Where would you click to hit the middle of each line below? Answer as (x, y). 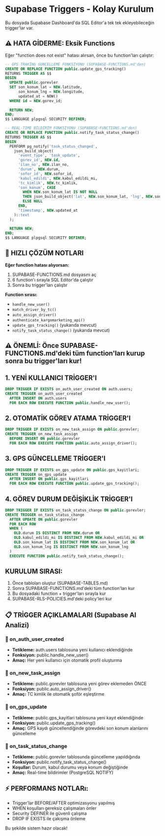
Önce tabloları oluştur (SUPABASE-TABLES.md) (60, 583)
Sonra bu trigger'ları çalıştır (40, 285)
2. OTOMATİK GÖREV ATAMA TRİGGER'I (68, 418)
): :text (22, 215)
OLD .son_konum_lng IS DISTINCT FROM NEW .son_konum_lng (71, 547)
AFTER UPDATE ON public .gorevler (44, 519)
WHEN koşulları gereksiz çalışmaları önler (54, 808)
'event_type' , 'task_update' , (49, 155)
